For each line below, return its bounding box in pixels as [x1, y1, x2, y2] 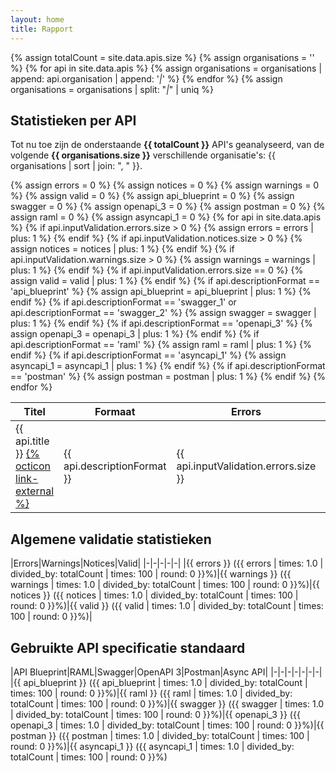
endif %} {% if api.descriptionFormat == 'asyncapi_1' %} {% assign [10, 349, 287, 361]
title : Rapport [10, 24, 74, 34]
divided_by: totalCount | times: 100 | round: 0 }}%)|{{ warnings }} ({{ [10, 568, 292, 580]
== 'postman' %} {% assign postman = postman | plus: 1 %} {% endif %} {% [10, 371, 327, 383]
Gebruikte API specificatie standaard [10, 639, 246, 656]
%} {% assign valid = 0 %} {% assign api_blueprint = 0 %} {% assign [10, 190, 295, 202]
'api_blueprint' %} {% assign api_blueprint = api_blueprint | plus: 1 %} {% [10, 286, 312, 298]
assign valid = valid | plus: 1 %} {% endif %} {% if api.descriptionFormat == [10, 275, 321, 287]
